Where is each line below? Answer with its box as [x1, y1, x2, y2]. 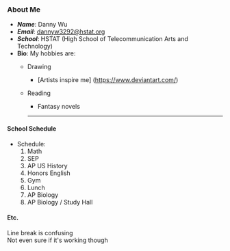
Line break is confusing [7, 228, 73, 237]
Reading [27, 89, 51, 97]
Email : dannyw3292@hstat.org [16, 27, 105, 36]
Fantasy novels [37, 103, 81, 111]
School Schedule [7, 124, 57, 133]
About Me [7, 5, 41, 14]
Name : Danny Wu [16, 21, 68, 29]
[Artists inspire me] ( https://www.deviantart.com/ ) [37, 76, 179, 84]
